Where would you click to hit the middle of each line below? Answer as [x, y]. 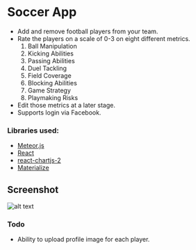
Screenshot [33, 189]
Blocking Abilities [52, 83]
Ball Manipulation [52, 46]
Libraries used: [33, 131]
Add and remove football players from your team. [88, 31]
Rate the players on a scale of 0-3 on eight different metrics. [104, 38]
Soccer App [42, 12]
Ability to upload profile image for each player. [83, 240]
